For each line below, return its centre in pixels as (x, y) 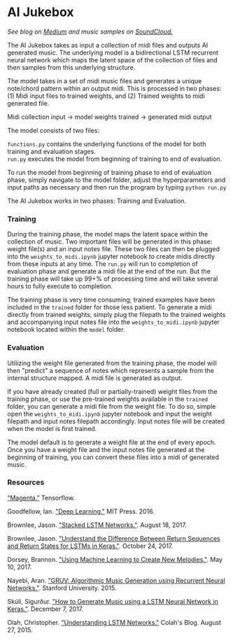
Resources (26, 482)
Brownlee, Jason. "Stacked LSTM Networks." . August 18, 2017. (97, 525)
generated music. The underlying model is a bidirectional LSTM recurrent (113, 52)
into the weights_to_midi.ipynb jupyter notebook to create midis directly (111, 257)
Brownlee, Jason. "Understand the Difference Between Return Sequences (114, 538)
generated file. (28, 103)
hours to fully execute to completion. (60, 286)
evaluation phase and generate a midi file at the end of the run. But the (109, 272)
